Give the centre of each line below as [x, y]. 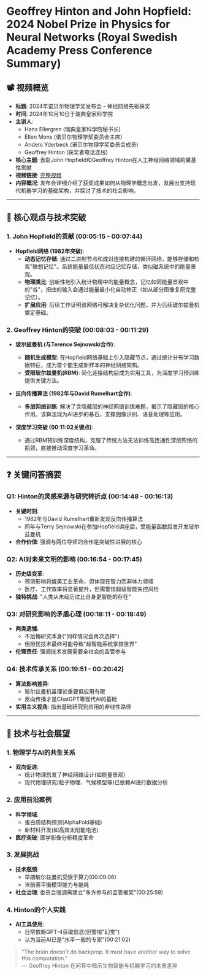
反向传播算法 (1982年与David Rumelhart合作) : [74, 393]
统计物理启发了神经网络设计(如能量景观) [75, 775]
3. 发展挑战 [23, 855]
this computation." [44, 958]
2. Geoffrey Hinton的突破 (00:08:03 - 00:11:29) [78, 329]
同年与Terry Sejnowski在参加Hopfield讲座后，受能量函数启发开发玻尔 [112, 526]
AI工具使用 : [30, 924]
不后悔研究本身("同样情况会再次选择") [72, 636]
